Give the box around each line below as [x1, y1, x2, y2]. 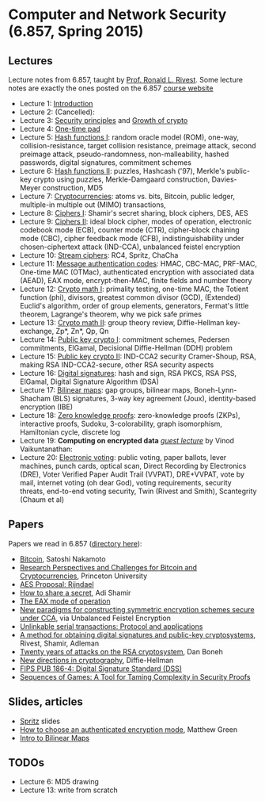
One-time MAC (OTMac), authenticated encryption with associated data [19, 267, 255, 277]
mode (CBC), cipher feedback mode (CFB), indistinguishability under [19, 234, 244, 243]
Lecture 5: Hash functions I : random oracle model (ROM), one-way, [19, 132, 239, 142]
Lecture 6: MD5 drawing [19, 777, 99, 787]
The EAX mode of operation [19, 596, 111, 606]
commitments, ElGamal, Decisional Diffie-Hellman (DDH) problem [19, 343, 233, 352]
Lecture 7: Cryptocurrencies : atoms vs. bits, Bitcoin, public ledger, [19, 192, 236, 201]
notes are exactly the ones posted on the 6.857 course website [8, 83, 214, 93]
